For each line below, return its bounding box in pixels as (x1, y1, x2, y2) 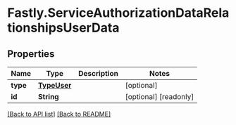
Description (78, 69, 118, 78)
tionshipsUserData (7, 20, 120, 36)
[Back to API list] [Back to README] (7, 110, 111, 118)
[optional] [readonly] (125, 92, 194, 101)
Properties (7, 48, 55, 60)
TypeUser (37, 81, 72, 90)
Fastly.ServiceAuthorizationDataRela (7, 5, 230, 21)
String (37, 92, 59, 101)
